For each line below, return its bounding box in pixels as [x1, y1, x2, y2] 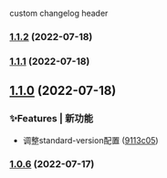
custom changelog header [9, 8, 109, 18]
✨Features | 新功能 [9, 112, 94, 125]
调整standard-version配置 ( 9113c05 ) [22, 134, 159, 145]
